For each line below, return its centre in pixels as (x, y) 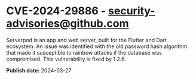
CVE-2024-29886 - (56, 11)
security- (132, 11)
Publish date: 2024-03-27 (39, 70)
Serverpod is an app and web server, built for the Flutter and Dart (87, 40)
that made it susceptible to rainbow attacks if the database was (84, 52)
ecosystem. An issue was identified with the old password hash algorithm (97, 46)
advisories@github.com (68, 23)
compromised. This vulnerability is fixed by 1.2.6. (66, 59)
